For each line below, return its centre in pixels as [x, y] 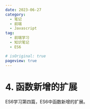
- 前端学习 [20, 38]
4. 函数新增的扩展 [41, 87]
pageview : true [21, 60]
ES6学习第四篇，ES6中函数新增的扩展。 [47, 102]
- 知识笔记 [20, 42]
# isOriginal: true [26, 56]
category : [16, 14]
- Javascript [23, 28]
